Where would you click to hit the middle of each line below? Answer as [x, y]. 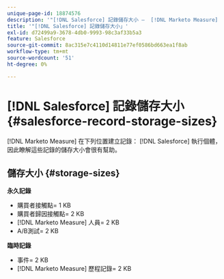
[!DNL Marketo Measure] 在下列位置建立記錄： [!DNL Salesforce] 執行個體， [114, 141]
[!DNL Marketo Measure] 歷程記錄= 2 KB [74, 269]
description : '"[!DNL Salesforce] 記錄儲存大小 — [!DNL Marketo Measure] [113, 20]
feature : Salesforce [37, 39]
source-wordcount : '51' [41, 58]
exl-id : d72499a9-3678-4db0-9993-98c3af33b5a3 [74, 32]
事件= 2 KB [33, 260]
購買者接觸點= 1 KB [44, 205]
